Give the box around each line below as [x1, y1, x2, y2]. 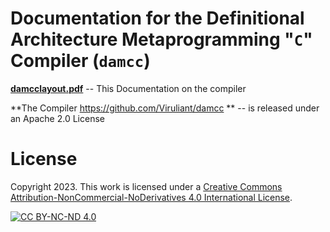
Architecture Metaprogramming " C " [10, 28, 313, 51]
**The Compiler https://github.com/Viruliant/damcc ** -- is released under [10, 102, 320, 114]
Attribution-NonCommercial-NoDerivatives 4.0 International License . [10, 191, 293, 203]
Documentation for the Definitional [10, 7, 305, 30]
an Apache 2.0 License [10, 112, 105, 124]
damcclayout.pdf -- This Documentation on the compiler [10, 82, 247, 94]
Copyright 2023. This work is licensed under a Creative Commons [10, 180, 283, 192]
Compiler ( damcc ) [10, 50, 151, 72]
